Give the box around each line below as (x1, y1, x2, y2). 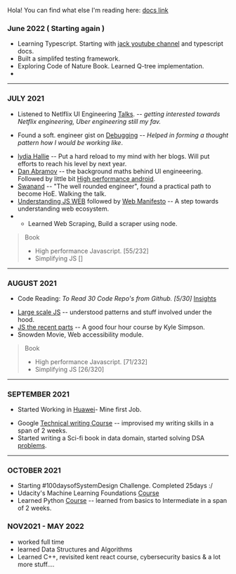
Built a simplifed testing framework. (17, 54, 121, 63)
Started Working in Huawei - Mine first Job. (17, 405, 142, 414)
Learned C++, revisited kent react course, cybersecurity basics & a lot (17, 552, 221, 561)
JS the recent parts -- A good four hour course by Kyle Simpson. (17, 323, 205, 331)
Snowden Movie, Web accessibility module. (17, 330, 144, 339)
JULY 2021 (7, 94, 44, 104)
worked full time (17, 537, 65, 546)
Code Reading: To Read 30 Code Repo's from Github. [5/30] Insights (17, 294, 216, 302)
